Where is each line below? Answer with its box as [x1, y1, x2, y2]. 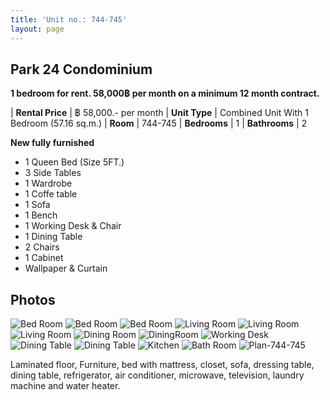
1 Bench [24, 209, 58, 221]
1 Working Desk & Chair [24, 220, 122, 232]
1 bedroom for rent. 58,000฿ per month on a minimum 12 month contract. [10, 87, 320, 100]
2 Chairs [24, 241, 60, 253]
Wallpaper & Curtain [24, 262, 108, 275]
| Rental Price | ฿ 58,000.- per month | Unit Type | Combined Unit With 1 [10, 107, 309, 119]
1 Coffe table [24, 188, 78, 200]
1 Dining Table [24, 231, 83, 243]
